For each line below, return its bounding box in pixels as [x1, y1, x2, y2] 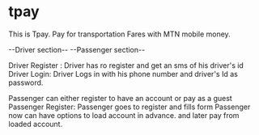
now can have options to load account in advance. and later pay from [8, 110, 240, 120]
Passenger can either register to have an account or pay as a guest [8, 93, 232, 103]
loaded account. [8, 119, 63, 129]
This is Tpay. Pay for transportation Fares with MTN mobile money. [8, 29, 231, 39]
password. [8, 78, 44, 87]
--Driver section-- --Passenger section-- [8, 44, 146, 54]
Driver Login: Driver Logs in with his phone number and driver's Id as [8, 69, 239, 78]
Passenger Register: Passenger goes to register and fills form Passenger [8, 102, 251, 112]
